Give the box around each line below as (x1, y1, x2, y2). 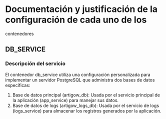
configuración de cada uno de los (5, 14, 147, 25)
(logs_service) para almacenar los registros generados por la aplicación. (12, 107, 161, 113)
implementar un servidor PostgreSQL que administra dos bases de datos (5, 76, 155, 83)
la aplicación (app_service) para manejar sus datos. (12, 97, 119, 103)
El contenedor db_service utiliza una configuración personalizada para (5, 71, 151, 77)
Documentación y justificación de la (5, 3, 158, 15)
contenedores (5, 30, 34, 36)
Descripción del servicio (5, 60, 66, 67)
